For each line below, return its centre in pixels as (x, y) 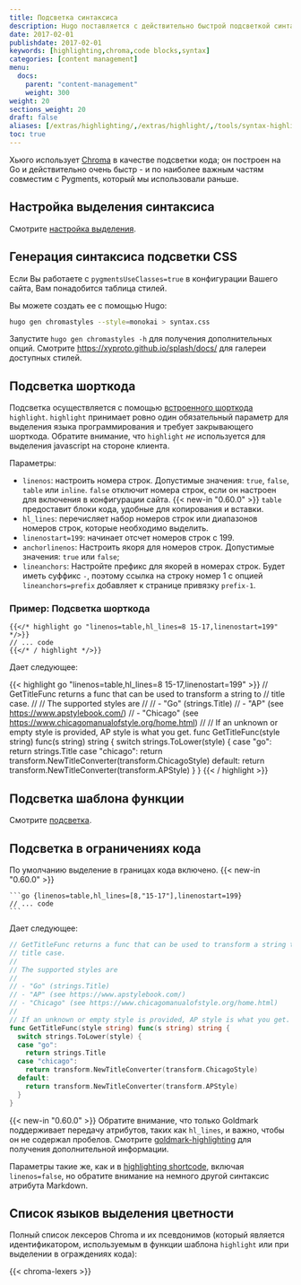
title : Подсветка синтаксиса (64, 17)
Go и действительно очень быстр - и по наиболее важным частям (137, 169)
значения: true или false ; (71, 557)
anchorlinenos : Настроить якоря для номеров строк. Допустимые (148, 547)
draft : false (34, 117)
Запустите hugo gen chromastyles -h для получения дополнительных (141, 339)
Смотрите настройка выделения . (73, 229)
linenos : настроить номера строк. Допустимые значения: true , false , (155, 481)
